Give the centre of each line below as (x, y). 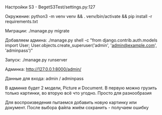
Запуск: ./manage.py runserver (36, 60)
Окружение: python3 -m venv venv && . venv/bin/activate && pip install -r (79, 16)
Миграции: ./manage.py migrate (37, 31)
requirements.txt (22, 22)
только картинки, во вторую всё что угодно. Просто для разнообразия (78, 93)
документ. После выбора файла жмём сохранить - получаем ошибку (77, 108)
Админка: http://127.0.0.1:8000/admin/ (43, 69)
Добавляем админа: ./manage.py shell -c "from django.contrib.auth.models (81, 40)
